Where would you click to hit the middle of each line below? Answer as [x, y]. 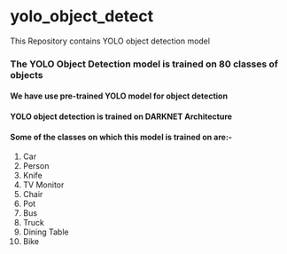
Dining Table [46, 232]
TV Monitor [43, 185]
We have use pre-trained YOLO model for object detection [119, 96]
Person [36, 166]
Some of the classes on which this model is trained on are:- [121, 137]
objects [27, 75]
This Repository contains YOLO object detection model [110, 41]
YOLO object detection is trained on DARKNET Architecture [121, 116]
